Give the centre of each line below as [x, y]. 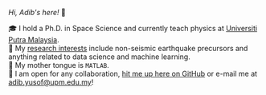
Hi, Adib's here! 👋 [37, 12]
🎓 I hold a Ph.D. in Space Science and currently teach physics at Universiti [133, 28]
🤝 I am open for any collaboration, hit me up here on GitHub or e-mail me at [133, 73]
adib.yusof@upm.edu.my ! [51, 82]
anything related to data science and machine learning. [99, 57]
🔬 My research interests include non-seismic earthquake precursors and [128, 48]
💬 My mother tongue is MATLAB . [59, 65]
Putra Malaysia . [34, 40]
